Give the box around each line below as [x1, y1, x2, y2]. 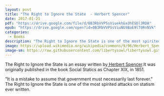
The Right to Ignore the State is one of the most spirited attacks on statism [5, 81, 155, 87]
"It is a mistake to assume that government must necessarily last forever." [5, 76, 153, 82]
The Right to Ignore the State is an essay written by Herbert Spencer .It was [5, 61, 156, 67]
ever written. [5, 86, 31, 92]
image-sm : [5, 48, 25, 53]
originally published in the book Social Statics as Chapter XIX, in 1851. [5, 66, 145, 72]
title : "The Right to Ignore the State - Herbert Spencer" [5, 12, 130, 17]
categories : [5, 30, 29, 35]
